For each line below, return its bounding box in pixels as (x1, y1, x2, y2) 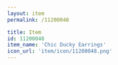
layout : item (7, 10, 45, 17)
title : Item (7, 29, 41, 36)
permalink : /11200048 (7, 16, 70, 23)
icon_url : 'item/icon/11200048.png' (7, 48, 112, 55)
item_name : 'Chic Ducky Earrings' (7, 42, 107, 49)
